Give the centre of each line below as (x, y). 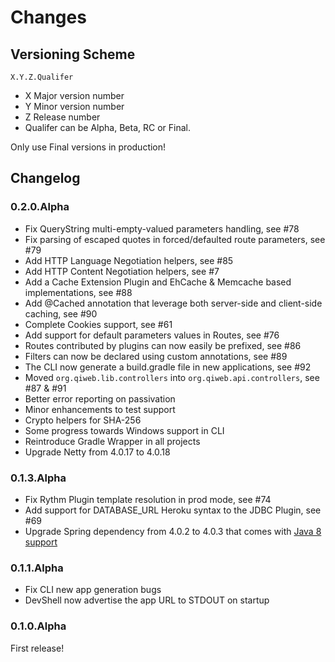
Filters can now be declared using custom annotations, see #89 (156, 356)
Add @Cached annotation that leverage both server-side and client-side (173, 303)
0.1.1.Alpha (37, 568)
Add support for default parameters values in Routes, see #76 (152, 335)
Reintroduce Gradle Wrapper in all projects (112, 441)
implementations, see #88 (78, 292)
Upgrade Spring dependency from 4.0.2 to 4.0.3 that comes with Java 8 (173, 531)
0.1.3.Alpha (38, 478)
